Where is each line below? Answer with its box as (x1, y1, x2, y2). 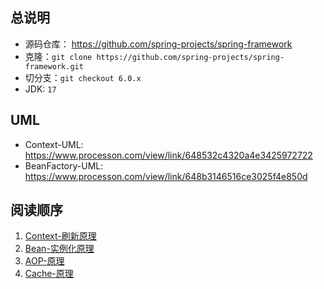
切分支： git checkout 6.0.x (24, 71, 142, 83)
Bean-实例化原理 (24, 243, 95, 255)
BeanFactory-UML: (24, 159, 104, 172)
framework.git (24, 61, 84, 72)
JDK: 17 (24, 83, 57, 95)
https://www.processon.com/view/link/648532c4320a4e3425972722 (24, 149, 313, 161)
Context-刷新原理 (24, 230, 97, 242)
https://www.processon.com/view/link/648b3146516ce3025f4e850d (24, 170, 308, 182)
